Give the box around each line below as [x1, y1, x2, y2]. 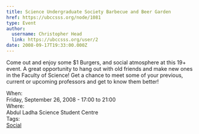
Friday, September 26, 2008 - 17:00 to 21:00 [6, 96, 116, 103]
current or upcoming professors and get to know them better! [6, 78, 159, 85]
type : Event [6, 20, 36, 26]
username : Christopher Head [11, 31, 83, 37]
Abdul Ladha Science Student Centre [6, 109, 98, 116]
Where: [6, 102, 25, 109]
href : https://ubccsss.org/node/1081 [6, 14, 101, 20]
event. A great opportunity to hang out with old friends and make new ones [6, 65, 193, 72]
